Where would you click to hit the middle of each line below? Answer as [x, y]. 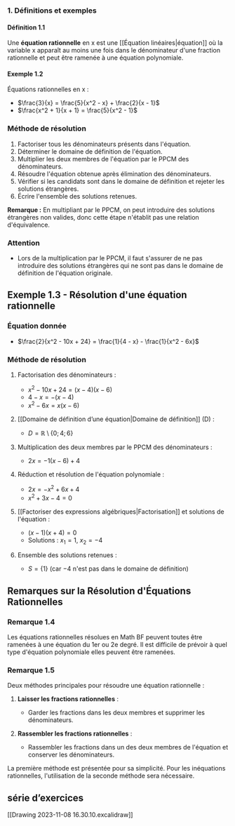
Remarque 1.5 [31, 670]
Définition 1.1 [26, 27]
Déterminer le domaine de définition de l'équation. [90, 151]
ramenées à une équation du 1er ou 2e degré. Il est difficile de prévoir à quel [117, 645]
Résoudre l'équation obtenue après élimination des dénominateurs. [114, 173]
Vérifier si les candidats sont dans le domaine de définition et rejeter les [121, 181]
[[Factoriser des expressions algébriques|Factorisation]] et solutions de [121, 512]
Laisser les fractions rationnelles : [68, 699]
